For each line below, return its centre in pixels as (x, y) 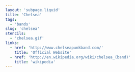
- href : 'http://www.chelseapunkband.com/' (57, 48)
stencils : (16, 33)
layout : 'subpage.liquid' (33, 10)
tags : (11, 19)
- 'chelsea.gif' (27, 39)
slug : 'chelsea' (22, 29)
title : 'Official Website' (43, 52)
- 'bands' (20, 24)
